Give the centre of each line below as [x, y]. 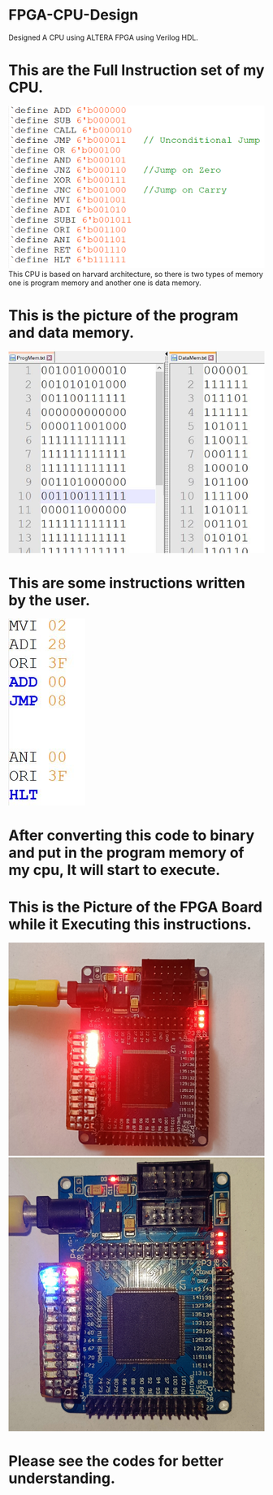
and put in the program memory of [126, 853]
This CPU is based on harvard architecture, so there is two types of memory [136, 274]
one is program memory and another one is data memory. [105, 283]
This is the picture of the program [123, 315]
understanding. [62, 1478]
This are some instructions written [127, 583]
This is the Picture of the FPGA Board [135, 907]
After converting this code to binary [132, 836]
